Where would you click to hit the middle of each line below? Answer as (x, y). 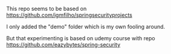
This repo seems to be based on (47, 9)
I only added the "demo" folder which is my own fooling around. (86, 27)
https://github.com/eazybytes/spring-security (63, 45)
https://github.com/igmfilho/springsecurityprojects (69, 15)
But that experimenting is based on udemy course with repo (81, 38)
